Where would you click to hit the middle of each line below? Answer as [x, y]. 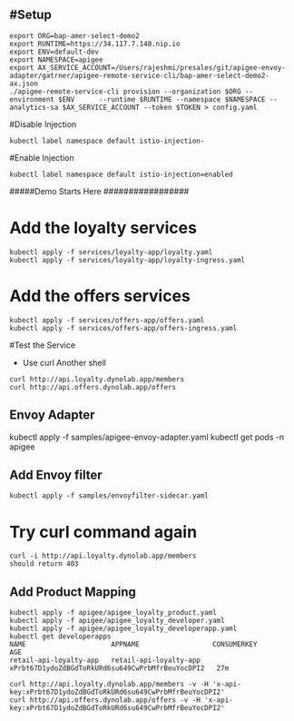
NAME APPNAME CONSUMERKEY [133, 645]
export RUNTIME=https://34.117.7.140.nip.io [95, 44]
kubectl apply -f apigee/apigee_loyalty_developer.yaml [117, 621]
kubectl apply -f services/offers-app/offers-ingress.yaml [123, 328]
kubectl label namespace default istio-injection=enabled [121, 174]
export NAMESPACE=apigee [56, 59]
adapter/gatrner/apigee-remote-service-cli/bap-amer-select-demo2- [140, 75]
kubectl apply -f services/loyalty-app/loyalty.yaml [111, 252]
